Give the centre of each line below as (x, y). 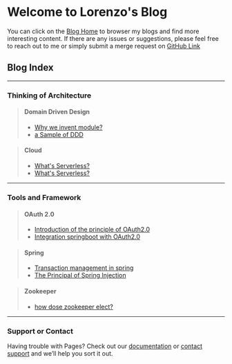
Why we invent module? (68, 127)
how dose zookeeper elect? (74, 307)
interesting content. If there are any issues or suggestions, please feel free (113, 38)
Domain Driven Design (57, 112)
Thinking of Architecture (49, 95)
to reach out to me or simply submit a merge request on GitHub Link (104, 46)
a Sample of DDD (59, 134)
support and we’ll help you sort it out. (60, 353)
